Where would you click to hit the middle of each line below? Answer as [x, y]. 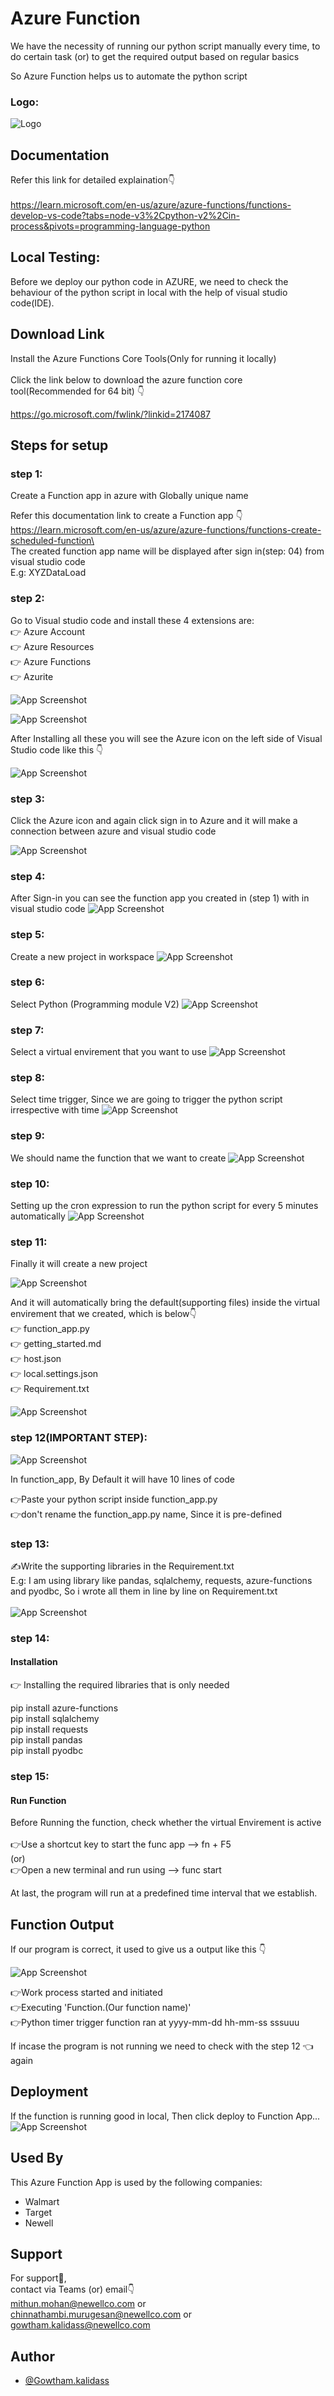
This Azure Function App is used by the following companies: [136, 2182]
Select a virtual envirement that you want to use [108, 1052]
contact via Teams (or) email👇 [72, 2289]
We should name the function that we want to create [118, 1158]
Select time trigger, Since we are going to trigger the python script [146, 1099]
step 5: [27, 935]
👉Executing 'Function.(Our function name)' [101, 2007]
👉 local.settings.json [54, 1374]
